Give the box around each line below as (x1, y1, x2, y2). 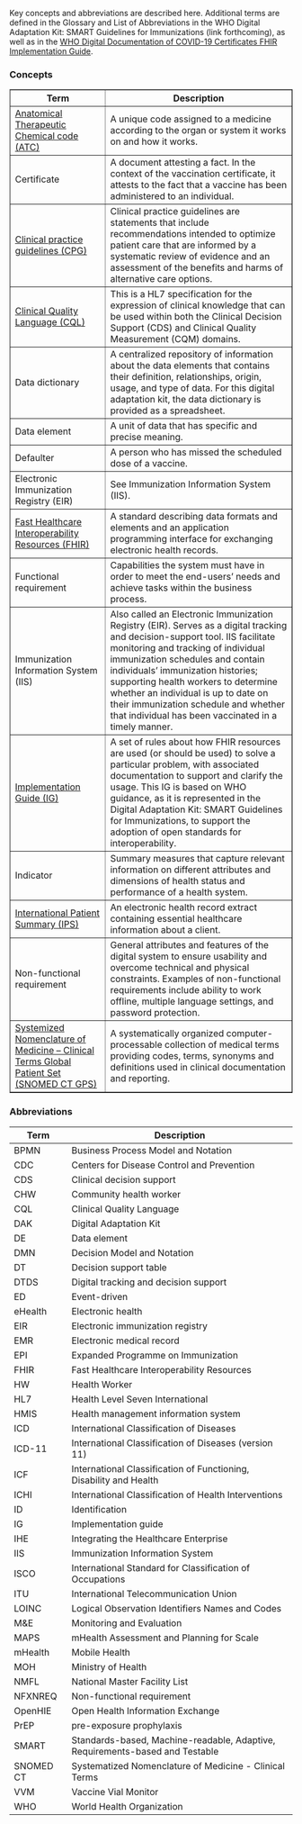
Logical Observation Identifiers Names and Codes (71, 1602, 282, 1614)
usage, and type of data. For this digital (110, 382, 275, 394)
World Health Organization (71, 1800, 183, 1812)
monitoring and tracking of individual (110, 642, 265, 655)
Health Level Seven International (71, 1393, 209, 1405)
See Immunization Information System (110, 478, 271, 491)
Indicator (14, 869, 53, 881)
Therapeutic (14, 119, 67, 131)
